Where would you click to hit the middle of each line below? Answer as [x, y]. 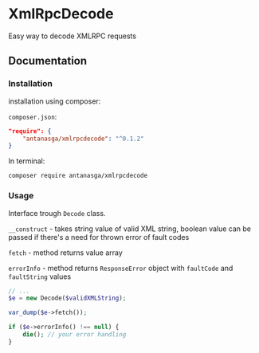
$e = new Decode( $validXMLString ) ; [67, 298]
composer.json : [33, 116]
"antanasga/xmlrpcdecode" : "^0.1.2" [84, 139]
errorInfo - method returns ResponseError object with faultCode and [121, 268]
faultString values [40, 277]
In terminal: [27, 161]
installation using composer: [55, 101]
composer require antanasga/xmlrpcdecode [78, 176]
